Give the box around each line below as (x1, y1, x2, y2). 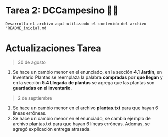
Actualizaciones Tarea (5, 42, 102, 54)
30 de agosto (17, 59, 46, 65)
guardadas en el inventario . (12, 85, 72, 91)
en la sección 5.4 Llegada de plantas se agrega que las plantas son (12, 79, 155, 85)
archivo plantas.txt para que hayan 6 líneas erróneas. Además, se (12, 121, 150, 127)
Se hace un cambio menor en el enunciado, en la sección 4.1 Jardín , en (12, 69, 162, 75)
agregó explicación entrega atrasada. (12, 126, 91, 132)
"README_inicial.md (5, 25, 47, 31)
